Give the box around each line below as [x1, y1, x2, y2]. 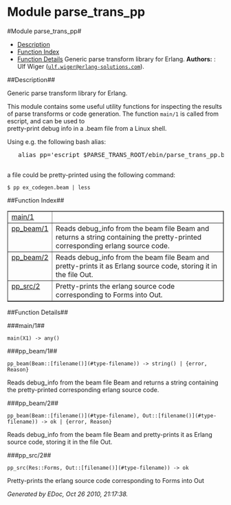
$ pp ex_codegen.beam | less [7, 184, 91, 191]
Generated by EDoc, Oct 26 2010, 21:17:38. [7, 490, 129, 498]
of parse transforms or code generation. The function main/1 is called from [7, 110, 219, 118]
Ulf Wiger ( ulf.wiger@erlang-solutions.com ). [16, 62, 144, 70]
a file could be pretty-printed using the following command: [7, 170, 176, 179]
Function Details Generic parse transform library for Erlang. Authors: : [16, 54, 216, 63]
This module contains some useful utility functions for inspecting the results [7, 102, 222, 110]
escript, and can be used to [7, 116, 85, 125]
